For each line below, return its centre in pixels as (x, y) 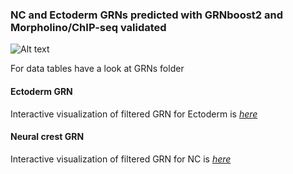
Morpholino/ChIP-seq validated (88, 27)
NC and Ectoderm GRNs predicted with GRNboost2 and (146, 15)
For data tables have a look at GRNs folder (97, 69)
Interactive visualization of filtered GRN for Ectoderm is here (134, 114)
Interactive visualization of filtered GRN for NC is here (121, 159)
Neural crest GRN (47, 137)
